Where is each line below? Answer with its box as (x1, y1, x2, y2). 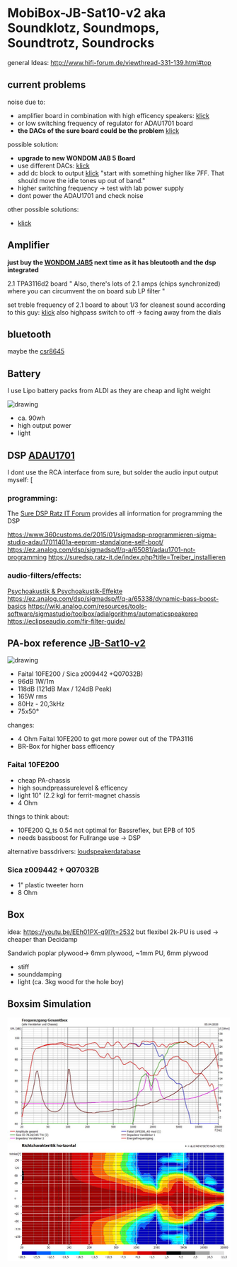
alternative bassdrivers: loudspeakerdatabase (7, 847, 141, 856)
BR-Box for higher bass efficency (17, 742, 115, 751)
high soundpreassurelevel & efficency (17, 783, 128, 792)
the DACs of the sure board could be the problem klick (17, 126, 180, 135)
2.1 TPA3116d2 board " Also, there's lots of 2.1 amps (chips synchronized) (7, 279, 221, 288)
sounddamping (17, 970, 62, 979)
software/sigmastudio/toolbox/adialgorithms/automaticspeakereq (7, 609, 198, 618)
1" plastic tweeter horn (17, 881, 83, 889)
